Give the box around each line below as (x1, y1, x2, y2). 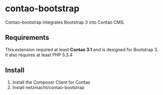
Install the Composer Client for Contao (12, 79, 91, 85)
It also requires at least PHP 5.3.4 (5, 52, 73, 58)
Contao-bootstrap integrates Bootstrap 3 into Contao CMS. (5, 19, 125, 25)
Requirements (5, 33, 49, 42)
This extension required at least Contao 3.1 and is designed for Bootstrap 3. (5, 46, 159, 52)
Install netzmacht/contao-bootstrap (12, 84, 85, 90)
